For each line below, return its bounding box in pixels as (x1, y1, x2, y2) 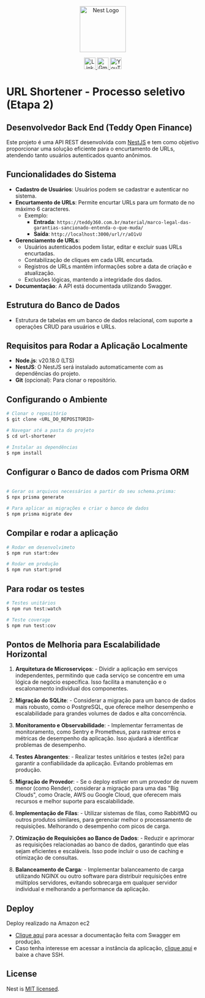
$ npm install (6, 450, 43, 456)
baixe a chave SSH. (15, 951, 65, 959)
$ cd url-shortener (6, 433, 56, 439)
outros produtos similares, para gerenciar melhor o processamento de (15, 816, 192, 824)
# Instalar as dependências (6, 444, 78, 451)
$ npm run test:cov (6, 622, 56, 629)
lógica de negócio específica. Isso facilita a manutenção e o (15, 678, 166, 686)
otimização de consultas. (15, 854, 79, 862)
